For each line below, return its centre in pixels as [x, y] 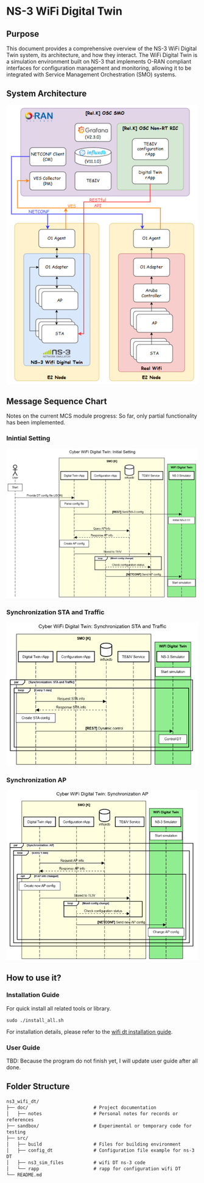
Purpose [23, 34]
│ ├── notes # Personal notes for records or [92, 1114]
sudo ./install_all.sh [35, 1020]
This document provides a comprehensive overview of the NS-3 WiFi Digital [101, 48]
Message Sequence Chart [57, 401]
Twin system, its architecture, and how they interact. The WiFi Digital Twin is [102, 55]
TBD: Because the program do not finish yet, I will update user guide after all [102, 1061]
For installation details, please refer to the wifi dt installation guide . [90, 1031]
